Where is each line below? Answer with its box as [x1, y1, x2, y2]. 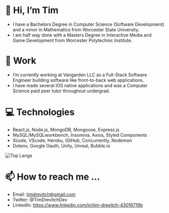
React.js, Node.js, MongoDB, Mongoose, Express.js [12, 126, 120, 133]
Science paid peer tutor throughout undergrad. [12, 88, 110, 94]
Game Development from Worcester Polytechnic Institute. [12, 37, 133, 43]
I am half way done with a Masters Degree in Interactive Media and [12, 32, 152, 38]
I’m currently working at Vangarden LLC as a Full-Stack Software [12, 72, 147, 78]
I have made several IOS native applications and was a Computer [12, 82, 148, 88]
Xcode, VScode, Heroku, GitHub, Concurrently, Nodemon [12, 137, 132, 143]
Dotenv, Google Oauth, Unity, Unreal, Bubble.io [12, 142, 110, 148]
